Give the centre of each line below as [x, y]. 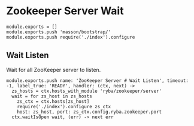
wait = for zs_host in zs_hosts [52, 96]
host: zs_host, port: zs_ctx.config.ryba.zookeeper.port [90, 112]
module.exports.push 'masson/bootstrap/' [59, 32]
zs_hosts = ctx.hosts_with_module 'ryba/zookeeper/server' [87, 91]
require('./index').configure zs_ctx [64, 106]
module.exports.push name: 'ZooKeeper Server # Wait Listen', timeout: [97, 81]
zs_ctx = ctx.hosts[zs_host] [53, 101]
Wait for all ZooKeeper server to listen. [54, 70]
